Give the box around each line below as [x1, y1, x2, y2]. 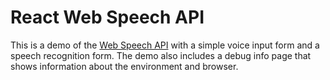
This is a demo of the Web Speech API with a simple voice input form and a [10, 39, 320, 51]
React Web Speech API [10, 6, 205, 29]
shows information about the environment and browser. [10, 60, 239, 72]
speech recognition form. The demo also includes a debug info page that [10, 49, 312, 61]
